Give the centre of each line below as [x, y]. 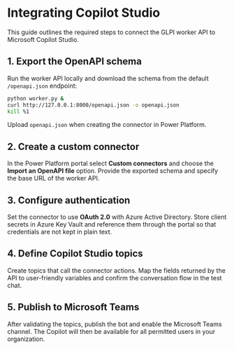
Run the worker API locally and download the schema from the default [108, 78]
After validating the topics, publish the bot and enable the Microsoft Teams [115, 324]
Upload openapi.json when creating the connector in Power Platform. [107, 125]
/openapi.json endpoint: [42, 86]
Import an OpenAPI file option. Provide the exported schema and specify [113, 171]
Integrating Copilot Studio [84, 13]
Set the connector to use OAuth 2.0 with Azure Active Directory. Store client [117, 217]
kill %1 [19, 112]
